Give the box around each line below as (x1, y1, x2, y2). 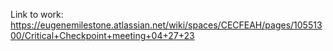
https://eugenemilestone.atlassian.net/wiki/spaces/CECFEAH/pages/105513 (10, 19, 323, 31)
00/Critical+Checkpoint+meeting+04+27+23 (10, 30, 195, 41)
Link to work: (10, 9, 64, 20)
